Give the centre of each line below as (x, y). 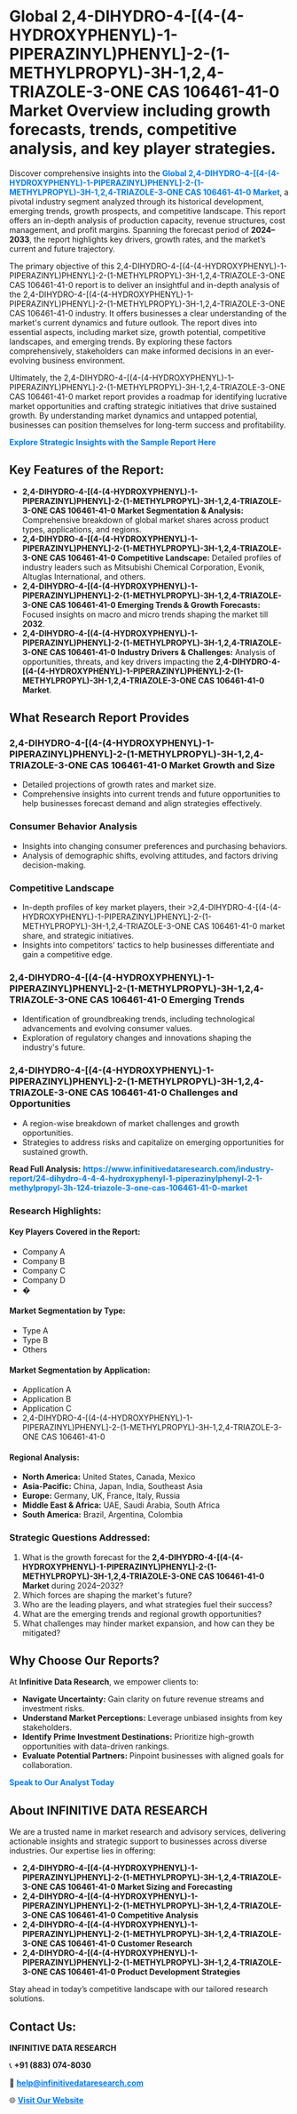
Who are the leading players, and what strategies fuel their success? (147, 1604)
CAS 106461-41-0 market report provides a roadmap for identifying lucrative (148, 396)
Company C (44, 1270)
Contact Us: (43, 2026)
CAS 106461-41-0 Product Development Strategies (145, 1972)
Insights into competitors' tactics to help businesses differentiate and (148, 945)
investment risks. (53, 1709)
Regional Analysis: (44, 1457)
